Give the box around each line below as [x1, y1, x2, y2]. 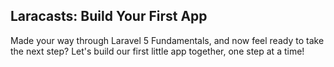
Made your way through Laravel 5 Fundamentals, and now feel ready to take [10, 34, 325, 46]
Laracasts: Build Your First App [10, 8, 208, 25]
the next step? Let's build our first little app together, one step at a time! [10, 45, 305, 57]
